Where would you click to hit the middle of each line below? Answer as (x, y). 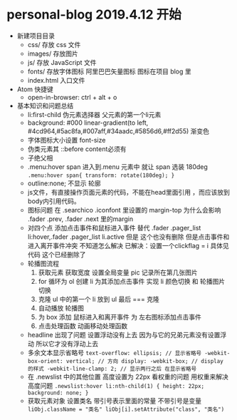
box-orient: (45, 361)
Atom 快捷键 (35, 89)
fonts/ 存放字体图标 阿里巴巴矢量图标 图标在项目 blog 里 (109, 71)
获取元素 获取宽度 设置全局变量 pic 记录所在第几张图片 (118, 272)
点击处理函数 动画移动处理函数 (83, 326)
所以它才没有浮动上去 (67, 344)
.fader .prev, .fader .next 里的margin (80, 219)
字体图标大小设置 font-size (67, 140)
